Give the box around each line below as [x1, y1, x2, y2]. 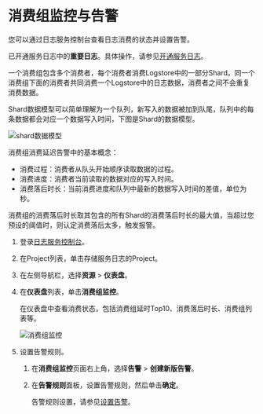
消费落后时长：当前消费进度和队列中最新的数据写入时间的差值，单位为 [19, 184, 247, 193]
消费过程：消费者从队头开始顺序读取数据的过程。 [19, 164, 178, 174]
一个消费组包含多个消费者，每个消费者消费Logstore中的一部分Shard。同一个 [8, 68, 256, 77]
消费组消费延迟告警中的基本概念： [8, 147, 119, 157]
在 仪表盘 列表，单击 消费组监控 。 [19, 287, 123, 296]
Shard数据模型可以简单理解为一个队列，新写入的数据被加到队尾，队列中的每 [8, 104, 254, 114]
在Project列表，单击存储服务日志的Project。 [19, 253, 163, 263]
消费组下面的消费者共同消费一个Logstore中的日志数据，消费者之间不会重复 [8, 78, 250, 87]
